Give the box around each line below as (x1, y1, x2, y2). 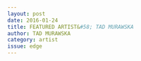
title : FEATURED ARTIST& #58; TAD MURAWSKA (7, 23, 134, 30)
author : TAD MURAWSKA (7, 29, 71, 37)
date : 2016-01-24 (7, 17, 59, 24)
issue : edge (7, 43, 42, 50)
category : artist (7, 36, 59, 43)
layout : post (7, 10, 46, 18)
